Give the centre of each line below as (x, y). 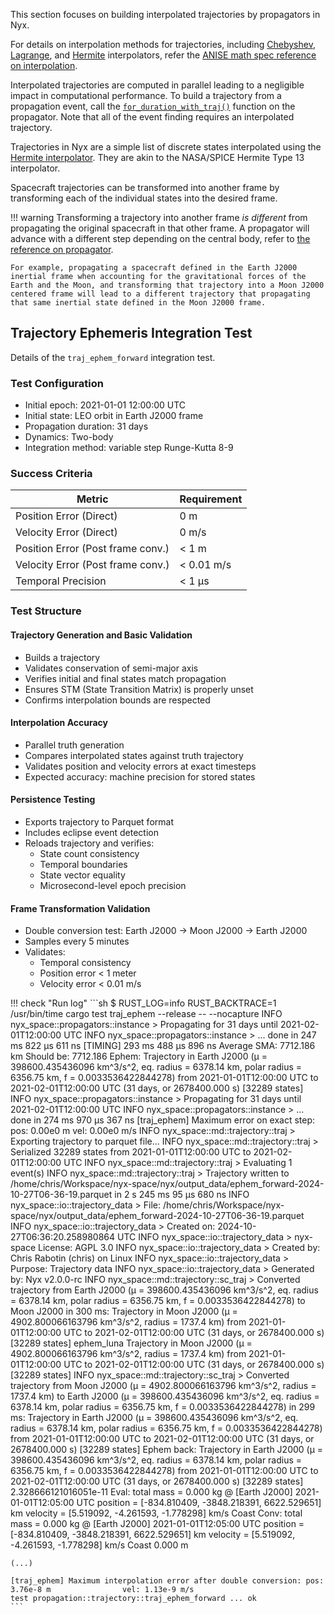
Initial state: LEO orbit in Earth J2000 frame (114, 416)
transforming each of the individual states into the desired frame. (144, 198)
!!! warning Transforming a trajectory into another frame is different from (159, 217)
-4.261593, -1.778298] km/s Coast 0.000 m (99, 1545)
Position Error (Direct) (66, 516)
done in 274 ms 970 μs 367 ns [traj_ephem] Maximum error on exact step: (163, 1120)
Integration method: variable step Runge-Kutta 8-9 (129, 448)
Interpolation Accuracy (59, 723)
